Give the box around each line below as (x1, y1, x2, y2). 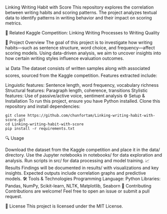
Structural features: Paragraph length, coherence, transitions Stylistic (5, 87, 148, 93)
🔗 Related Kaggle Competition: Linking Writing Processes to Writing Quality (5, 30, 160, 35)
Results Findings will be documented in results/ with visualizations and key (5, 165, 159, 171)
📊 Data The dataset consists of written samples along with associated (5, 65, 150, 71)
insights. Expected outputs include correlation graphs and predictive (5, 170, 146, 176)
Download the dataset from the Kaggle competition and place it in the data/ (5, 147, 160, 153)
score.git (5, 117, 26, 122)
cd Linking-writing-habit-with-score (5, 122, 84, 127)
